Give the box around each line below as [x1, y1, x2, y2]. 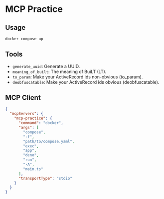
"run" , [23, 157, 37, 162]
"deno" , [23, 153, 39, 158]
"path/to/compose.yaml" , [23, 139, 75, 144]
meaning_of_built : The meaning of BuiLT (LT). [12, 68, 107, 74]
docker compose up [5, 36, 43, 41]
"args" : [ [18, 125, 39, 130]
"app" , [23, 148, 37, 153]
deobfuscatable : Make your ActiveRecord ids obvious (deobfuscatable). [12, 79, 160, 85]
